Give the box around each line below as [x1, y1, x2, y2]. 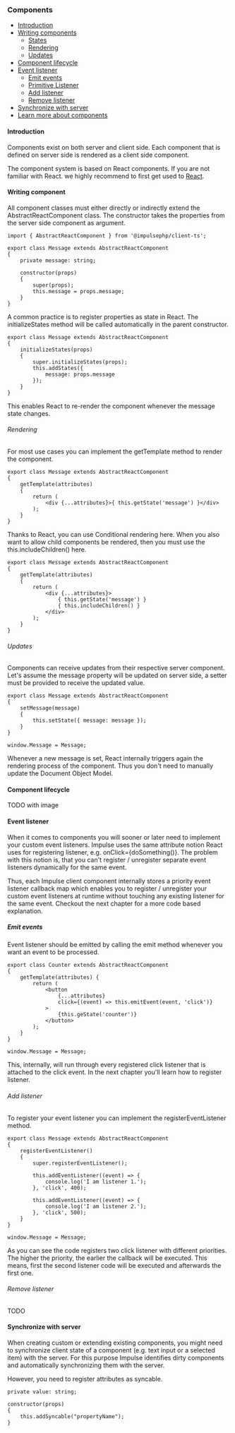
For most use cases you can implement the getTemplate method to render [7, 447, 222, 456]
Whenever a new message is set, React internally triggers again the [7, 754, 203, 763]
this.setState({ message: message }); [32, 717, 147, 725]
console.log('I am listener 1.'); [44, 1178, 147, 1185]
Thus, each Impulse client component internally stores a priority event [7, 876, 211, 885]
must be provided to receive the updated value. [7, 679, 145, 687]
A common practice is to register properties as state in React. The [7, 312, 199, 321]
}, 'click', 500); [32, 1209, 87, 1216]
